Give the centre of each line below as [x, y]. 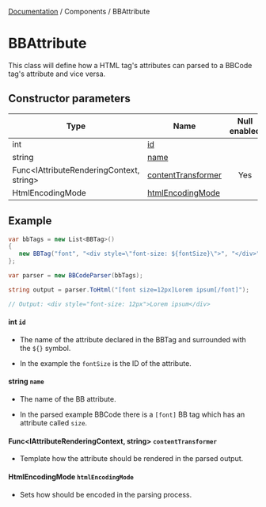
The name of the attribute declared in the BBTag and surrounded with [133, 339]
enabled [245, 131]
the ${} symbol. [45, 348]
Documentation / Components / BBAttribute [79, 11]
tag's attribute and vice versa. [57, 74]
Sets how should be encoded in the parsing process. [106, 494]
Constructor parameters [69, 99]
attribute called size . [53, 423]
